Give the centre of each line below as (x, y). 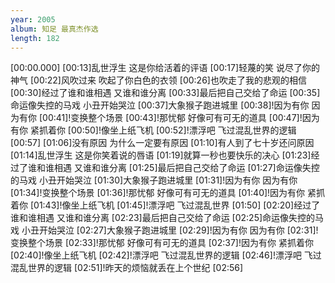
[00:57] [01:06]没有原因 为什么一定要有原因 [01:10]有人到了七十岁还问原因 (162, 143)
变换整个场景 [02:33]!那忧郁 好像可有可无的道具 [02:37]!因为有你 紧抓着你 (162, 243)
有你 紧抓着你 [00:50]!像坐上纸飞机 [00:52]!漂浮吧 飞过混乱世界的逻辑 (153, 130)
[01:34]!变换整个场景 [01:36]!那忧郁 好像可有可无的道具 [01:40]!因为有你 (158, 193)
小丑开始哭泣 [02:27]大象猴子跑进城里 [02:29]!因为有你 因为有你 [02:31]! (170, 230)
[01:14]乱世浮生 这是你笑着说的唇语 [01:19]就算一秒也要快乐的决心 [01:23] (161, 155)
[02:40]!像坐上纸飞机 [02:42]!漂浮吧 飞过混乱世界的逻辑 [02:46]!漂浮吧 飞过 (166, 255)
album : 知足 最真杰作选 (54, 29)
